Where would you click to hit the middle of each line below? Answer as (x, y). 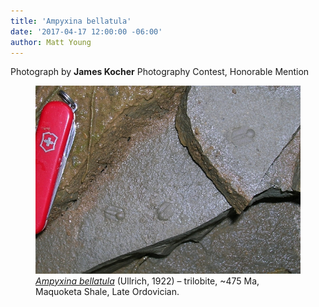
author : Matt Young (51, 42)
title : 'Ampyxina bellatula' (71, 21)
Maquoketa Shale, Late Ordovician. (107, 291)
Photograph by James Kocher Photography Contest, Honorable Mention (160, 72)
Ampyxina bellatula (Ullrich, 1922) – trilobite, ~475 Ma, (147, 281)
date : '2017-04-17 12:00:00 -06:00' (86, 31)
